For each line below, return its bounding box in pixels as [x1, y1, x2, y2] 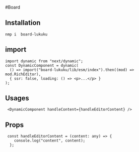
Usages [5, 94, 29, 103]
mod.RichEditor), [5, 72, 41, 77]
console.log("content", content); [14, 138, 85, 144]
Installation [5, 18, 41, 27]
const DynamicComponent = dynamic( [5, 63, 79, 68]
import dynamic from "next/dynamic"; [5, 58, 83, 64]
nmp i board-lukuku [5, 32, 48, 37]
